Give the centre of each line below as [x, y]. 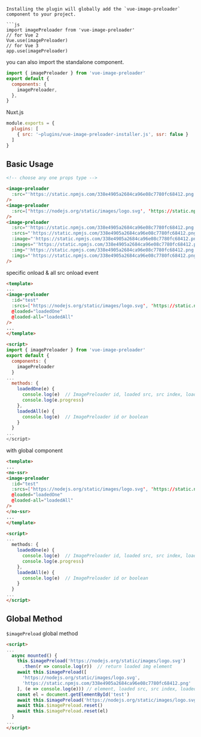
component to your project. [41, 14]
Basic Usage [30, 164]
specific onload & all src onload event [52, 272]
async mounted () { [35, 656]
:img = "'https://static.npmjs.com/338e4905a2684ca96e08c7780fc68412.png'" [105, 250]
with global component [34, 451]
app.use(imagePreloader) [37, 51]
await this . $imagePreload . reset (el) [63, 711]
